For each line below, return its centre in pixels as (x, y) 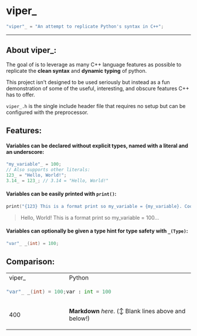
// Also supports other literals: (48, 170)
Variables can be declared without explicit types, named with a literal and (97, 146)
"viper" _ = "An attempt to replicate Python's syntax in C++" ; (85, 26)
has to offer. (21, 95)
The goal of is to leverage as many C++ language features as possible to (94, 64)
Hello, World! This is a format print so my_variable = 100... (90, 217)
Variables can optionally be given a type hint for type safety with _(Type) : (97, 231)
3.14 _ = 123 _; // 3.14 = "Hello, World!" (57, 180)
